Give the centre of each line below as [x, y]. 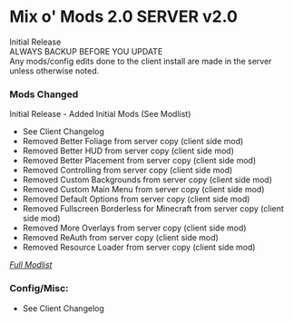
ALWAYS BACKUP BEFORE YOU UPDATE [86, 51]
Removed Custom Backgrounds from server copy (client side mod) [147, 180]
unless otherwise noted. [54, 71]
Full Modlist [31, 265]
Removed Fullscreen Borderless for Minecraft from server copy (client [153, 209]
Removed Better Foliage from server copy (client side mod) [133, 142]
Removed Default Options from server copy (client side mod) [136, 199]
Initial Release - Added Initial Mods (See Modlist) [100, 114]
